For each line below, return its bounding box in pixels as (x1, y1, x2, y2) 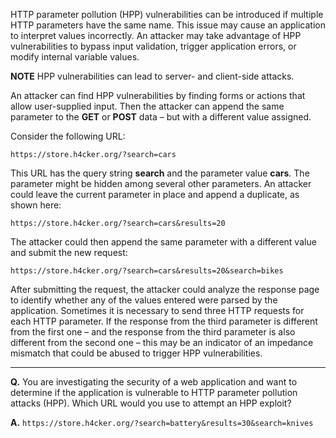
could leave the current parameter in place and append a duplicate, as (10, 189, 300, 200)
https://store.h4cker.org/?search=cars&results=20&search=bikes (10, 266, 284, 276)
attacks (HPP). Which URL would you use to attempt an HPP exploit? (10, 397, 292, 409)
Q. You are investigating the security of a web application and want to (10, 376, 298, 388)
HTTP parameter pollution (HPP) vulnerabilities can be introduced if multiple (10, 9, 324, 20)
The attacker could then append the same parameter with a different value (10, 236, 317, 248)
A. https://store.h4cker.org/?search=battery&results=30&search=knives (10, 417, 314, 428)
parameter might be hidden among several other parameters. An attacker (10, 178, 312, 189)
